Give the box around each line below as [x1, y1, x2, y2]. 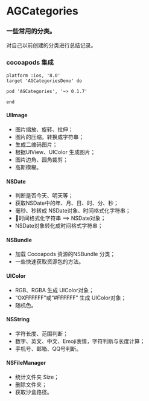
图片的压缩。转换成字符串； [14, 133, 84, 140]
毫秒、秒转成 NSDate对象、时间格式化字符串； [14, 207, 131, 214]
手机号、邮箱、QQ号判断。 [14, 345, 82, 352]
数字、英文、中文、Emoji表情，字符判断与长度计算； [14, 337, 145, 345]
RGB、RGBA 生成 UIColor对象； [14, 286, 95, 294]
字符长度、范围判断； [14, 330, 68, 337]
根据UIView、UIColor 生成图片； [14, 148, 96, 155]
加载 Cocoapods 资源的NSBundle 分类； [14, 251, 116, 258]
